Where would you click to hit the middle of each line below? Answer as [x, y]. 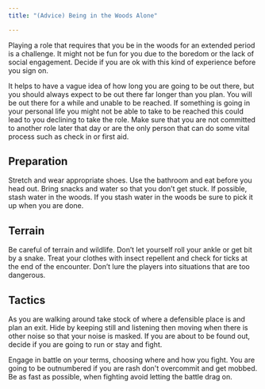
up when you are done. [46, 206]
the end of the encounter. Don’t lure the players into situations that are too [129, 267]
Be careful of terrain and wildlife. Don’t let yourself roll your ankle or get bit [130, 250]
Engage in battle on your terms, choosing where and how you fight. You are [132, 360]
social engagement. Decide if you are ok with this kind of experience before [132, 62]
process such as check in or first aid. [69, 137]
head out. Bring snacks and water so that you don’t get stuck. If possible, [128, 189]
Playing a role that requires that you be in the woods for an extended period [132, 45]
